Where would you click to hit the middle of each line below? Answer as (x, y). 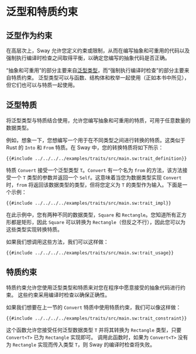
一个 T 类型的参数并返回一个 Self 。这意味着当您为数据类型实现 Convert (96, 177)
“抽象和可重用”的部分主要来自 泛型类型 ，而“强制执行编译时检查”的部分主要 (95, 70)
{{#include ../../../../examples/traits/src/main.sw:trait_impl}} (89, 203)
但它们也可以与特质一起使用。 (42, 85)
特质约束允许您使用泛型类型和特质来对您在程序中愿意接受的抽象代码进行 (93, 287)
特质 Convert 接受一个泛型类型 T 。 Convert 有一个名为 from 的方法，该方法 (94, 170)
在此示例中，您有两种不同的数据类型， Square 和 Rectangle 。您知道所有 (91, 215)
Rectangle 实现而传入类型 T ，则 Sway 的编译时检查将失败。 (84, 344)
